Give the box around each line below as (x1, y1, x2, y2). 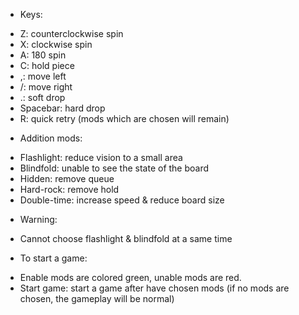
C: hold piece (19, 60, 75, 71)
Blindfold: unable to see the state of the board (19, 162, 210, 174)
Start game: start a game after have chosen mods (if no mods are (19, 282, 290, 294)
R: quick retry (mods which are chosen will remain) (19, 113, 230, 124)
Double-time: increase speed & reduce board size (19, 194, 225, 206)
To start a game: (19, 252, 88, 264)
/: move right (19, 81, 73, 93)
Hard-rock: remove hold (19, 184, 120, 195)
